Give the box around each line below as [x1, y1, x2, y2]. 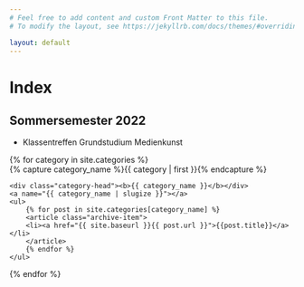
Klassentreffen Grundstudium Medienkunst [22, 137, 184, 148]
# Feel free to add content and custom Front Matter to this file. [9, 13, 270, 23]
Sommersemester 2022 [9, 112, 147, 128]
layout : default [9, 38, 71, 47]
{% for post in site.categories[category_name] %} [25, 206, 221, 215]
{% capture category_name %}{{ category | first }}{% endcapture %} [9, 164, 268, 175]
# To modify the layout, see [9, 22, 119, 31]
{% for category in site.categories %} [9, 155, 149, 166]
